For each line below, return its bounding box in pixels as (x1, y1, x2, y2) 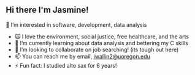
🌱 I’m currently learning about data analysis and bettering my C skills (14, 39, 188, 46)
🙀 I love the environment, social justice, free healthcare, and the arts (14, 33, 189, 40)
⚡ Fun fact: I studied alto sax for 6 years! (14, 62, 117, 69)
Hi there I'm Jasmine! (6, 5, 90, 15)
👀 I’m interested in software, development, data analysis (6, 21, 147, 28)
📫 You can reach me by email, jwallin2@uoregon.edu (14, 52, 151, 60)
